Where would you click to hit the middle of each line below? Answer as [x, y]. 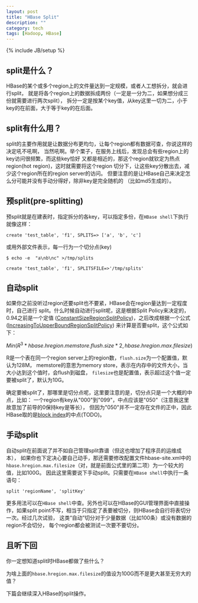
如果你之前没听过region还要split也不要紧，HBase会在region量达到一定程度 [97, 303]
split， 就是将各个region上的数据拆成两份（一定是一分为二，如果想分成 [97, 93]
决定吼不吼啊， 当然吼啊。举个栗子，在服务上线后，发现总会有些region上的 [98, 151]
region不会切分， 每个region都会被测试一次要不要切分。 [74, 525]
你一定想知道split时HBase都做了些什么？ [56, 561]
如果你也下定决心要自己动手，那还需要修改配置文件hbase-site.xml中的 [106, 458]
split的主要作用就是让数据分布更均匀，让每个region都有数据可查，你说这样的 [99, 144]
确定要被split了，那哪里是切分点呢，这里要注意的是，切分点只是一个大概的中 [99, 393]
